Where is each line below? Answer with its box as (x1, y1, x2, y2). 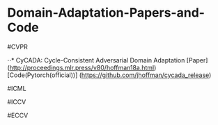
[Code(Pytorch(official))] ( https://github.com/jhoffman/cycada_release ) (7, 71, 212, 79)
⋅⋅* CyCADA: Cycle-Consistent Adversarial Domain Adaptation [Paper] (7, 56, 208, 64)
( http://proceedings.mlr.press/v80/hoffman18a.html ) (7, 63, 157, 72)
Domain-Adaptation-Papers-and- (7, 5, 205, 21)
